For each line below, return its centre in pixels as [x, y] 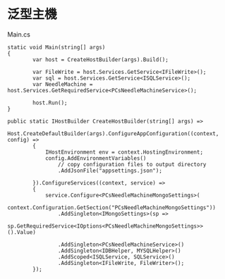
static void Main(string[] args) [56, 47]
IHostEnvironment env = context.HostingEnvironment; [124, 152]
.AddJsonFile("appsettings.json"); [110, 170]
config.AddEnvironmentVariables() [96, 158]
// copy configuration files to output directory [132, 164]
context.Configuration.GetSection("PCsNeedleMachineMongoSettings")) [112, 207]
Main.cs [19, 34]
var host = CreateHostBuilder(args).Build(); [101, 60]
